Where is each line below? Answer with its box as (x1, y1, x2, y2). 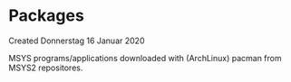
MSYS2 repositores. (8, 62, 83, 73)
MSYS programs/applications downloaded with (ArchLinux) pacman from (8, 52, 282, 63)
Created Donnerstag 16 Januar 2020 (8, 35, 145, 46)
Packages (8, 5, 85, 26)
